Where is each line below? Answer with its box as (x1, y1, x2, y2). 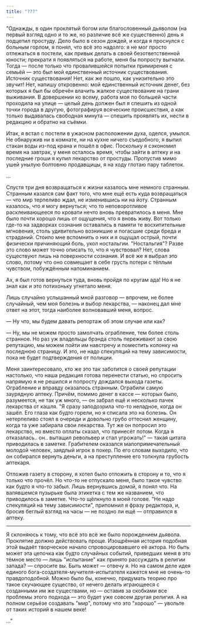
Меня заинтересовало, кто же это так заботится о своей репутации (6, 365, 176, 372)
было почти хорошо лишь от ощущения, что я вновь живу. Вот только (6, 215, 181, 222)
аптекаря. (6, 459, 31, 466)
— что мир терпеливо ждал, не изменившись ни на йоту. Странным (6, 196, 177, 203)
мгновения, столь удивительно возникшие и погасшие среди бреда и (6, 227, 181, 234)
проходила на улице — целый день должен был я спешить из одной (6, 99, 177, 106)
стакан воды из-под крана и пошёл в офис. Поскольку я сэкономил (6, 142, 176, 149)
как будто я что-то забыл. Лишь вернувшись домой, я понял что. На (6, 483, 177, 490)
